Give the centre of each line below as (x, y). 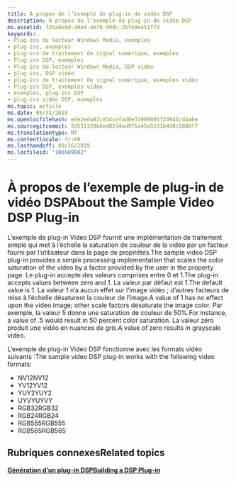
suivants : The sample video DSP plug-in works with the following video (111, 356)
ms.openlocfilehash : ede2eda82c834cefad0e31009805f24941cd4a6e (103, 119)
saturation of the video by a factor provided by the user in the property (111, 267)
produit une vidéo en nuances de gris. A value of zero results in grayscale (114, 328)
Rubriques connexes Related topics (86, 453)
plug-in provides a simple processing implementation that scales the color (116, 260)
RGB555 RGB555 (41, 423)
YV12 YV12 (33, 385)
